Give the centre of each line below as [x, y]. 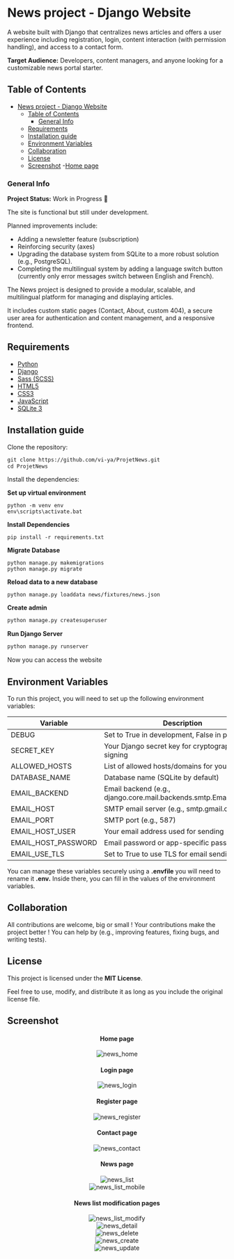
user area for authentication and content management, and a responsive [111, 318]
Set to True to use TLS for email [156, 854]
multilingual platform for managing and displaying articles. [91, 297]
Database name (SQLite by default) [162, 777]
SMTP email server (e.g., [144, 809]
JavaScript [33, 401]
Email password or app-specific [157, 842]
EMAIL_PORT [32, 820]
